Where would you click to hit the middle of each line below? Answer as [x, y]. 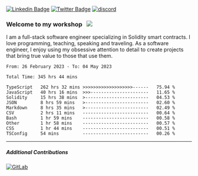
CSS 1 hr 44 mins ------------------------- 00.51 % [91, 129]
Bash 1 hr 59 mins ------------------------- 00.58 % [91, 118]
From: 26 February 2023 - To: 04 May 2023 [59, 67]
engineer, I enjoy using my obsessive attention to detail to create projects [95, 49]
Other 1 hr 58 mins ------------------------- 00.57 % [91, 124]
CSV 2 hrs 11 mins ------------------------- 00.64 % [91, 113]
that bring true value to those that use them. [60, 56]
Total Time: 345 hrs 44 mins [42, 77]
